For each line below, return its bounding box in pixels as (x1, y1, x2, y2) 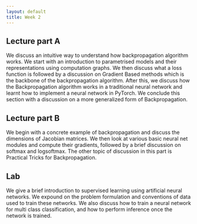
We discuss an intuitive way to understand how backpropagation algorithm (6, 52, 188, 59)
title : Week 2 (6, 14, 41, 20)
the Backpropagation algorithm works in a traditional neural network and (6, 84, 183, 91)
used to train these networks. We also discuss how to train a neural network (6, 199, 191, 206)
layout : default (6, 8, 46, 15)
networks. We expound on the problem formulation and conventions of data (6, 193, 191, 200)
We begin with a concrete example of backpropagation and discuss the (6, 129, 180, 136)
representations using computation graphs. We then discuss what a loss (6, 65, 182, 72)
